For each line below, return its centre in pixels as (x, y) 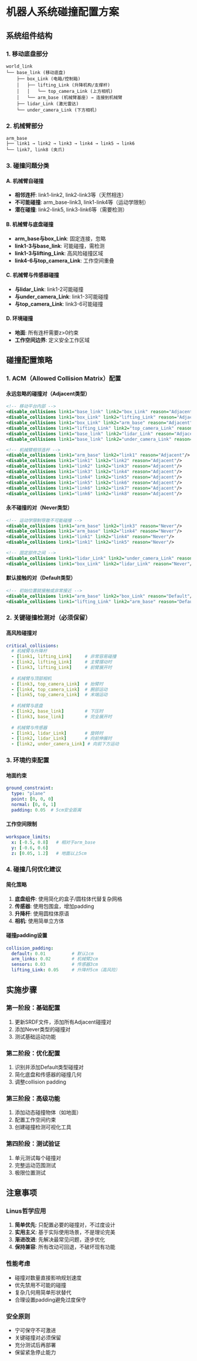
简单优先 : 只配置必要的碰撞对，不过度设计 (65, 1225)
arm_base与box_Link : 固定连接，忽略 (60, 238)
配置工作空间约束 (35, 1120)
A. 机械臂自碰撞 (25, 180)
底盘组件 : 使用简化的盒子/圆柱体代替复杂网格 (68, 899)
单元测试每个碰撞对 (38, 1158)
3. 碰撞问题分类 (28, 166)
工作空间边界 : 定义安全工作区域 (52, 340)
